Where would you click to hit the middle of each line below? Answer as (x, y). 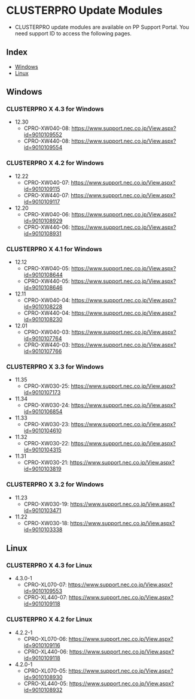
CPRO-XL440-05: (46, 683)
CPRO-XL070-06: (45, 638)
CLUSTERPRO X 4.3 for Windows (55, 109)
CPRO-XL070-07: (45, 584)
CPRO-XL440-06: (46, 652)
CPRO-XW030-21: (46, 463)
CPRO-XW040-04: (47, 300)
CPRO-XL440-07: (45, 598)
